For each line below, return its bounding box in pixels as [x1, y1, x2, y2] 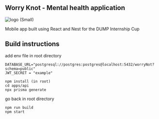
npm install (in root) [5, 79, 51, 84]
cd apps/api [5, 83, 29, 88]
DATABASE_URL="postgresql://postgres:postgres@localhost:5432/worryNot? [5, 62, 155, 67]
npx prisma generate [5, 87, 47, 92]
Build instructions [5, 40, 59, 48]
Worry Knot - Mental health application [5, 4, 126, 12]
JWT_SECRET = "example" [5, 70, 53, 75]
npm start [5, 109, 25, 114]
